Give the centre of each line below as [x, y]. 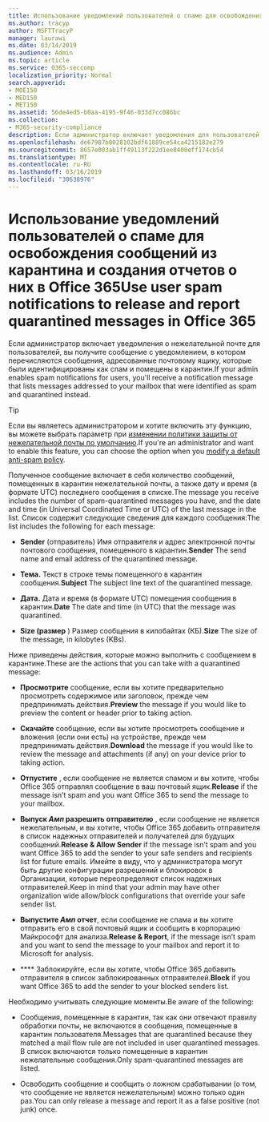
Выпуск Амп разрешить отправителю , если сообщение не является [140, 818]
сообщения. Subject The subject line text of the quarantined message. [136, 582]
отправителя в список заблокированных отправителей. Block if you [135, 977]
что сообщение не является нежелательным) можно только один [132, 1092]
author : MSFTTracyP [41, 30]
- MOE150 [23, 90]
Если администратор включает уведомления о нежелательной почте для [134, 343]
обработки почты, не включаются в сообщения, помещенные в [129, 1025]
